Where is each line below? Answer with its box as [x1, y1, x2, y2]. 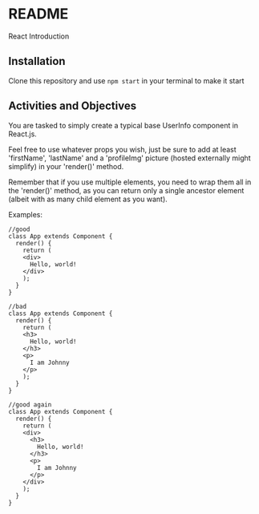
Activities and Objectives [8, 99, 137, 113]
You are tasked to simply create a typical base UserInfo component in [8, 120, 239, 130]
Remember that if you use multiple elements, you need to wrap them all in [8, 177, 252, 187]
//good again [8, 400, 52, 409]
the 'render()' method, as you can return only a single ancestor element [8, 185, 245, 195]
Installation [8, 55, 66, 68]
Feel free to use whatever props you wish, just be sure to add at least [8, 144, 237, 154]
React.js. [8, 129, 38, 139]
